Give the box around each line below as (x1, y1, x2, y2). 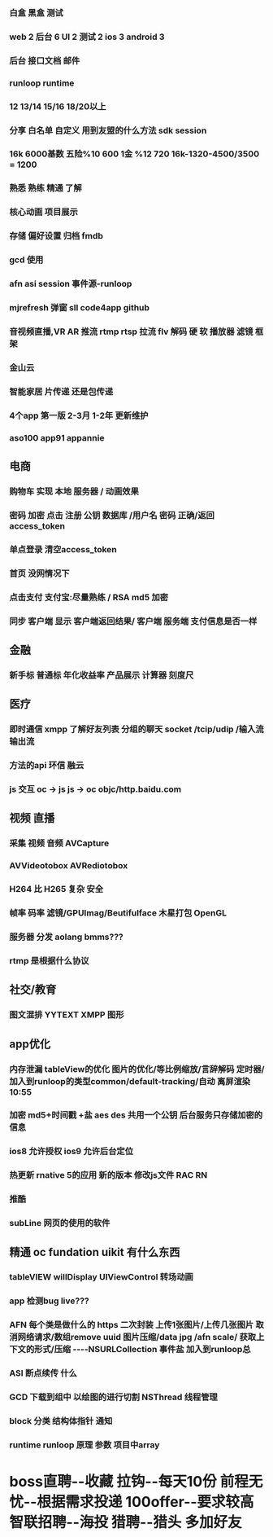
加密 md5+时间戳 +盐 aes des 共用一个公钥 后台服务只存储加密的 (9, 1109, 263, 1121)
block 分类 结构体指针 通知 (9, 1416, 113, 1427)
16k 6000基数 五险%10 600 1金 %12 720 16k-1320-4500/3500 (9, 148, 259, 160)
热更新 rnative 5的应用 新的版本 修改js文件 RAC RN (9, 1170, 208, 1181)
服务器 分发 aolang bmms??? (9, 931, 124, 942)
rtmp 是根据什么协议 (9, 955, 89, 966)
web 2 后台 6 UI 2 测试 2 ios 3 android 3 (9, 31, 165, 42)
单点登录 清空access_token (9, 543, 117, 555)
